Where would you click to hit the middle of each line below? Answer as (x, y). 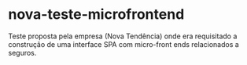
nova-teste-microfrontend (96, 14)
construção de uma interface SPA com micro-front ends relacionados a (124, 44)
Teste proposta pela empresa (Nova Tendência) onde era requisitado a (123, 36)
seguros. (22, 52)
